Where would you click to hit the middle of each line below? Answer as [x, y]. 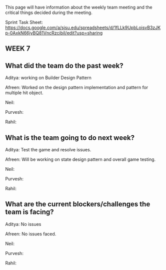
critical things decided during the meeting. [49, 13]
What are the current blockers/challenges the [78, 204]
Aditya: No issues [23, 224]
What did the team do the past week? [64, 65]
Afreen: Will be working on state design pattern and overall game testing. [80, 159]
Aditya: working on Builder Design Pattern [48, 78]
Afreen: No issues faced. [31, 234]
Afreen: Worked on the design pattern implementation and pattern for [77, 88]
